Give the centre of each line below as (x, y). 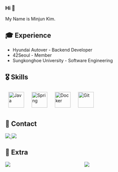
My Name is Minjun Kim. (30, 19)
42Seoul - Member (32, 55)
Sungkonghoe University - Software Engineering (63, 61)
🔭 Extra (17, 152)
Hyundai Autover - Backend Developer (52, 50)
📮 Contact (21, 124)
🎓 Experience (28, 35)
